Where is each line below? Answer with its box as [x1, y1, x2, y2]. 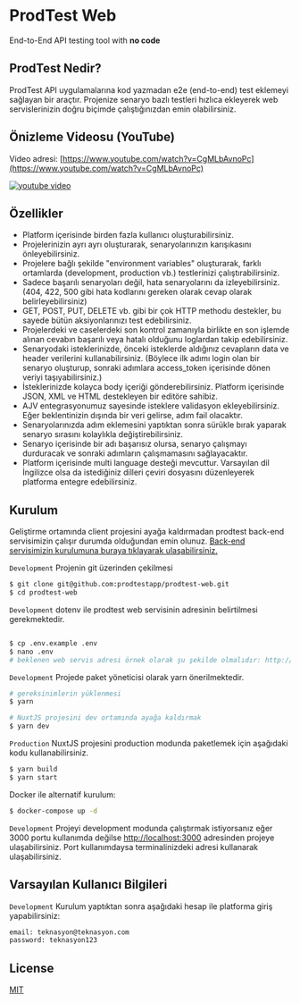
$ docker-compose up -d [9, 806, 98, 815]
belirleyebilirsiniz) [21, 296, 87, 307]
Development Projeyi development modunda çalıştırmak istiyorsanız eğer [9, 822, 273, 833]
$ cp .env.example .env [9, 638, 98, 648]
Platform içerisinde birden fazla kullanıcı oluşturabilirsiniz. [21, 230, 235, 240]
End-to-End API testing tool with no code [9, 35, 161, 46]
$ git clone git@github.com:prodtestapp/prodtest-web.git [9, 580, 229, 589]
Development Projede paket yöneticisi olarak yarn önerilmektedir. [9, 671, 245, 682]
